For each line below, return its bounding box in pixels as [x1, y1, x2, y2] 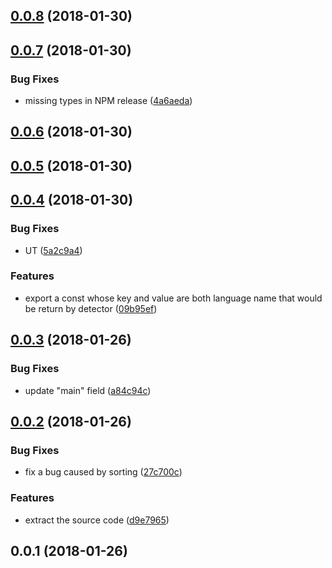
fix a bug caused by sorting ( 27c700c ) [24, 466, 183, 478]
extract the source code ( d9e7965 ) [24, 514, 170, 526]
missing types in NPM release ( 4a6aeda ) [24, 95, 193, 107]
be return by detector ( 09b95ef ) [24, 302, 158, 314]
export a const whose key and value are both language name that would [24, 292, 323, 304]
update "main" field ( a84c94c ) [24, 384, 152, 396]
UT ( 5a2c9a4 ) [24, 244, 83, 256]
